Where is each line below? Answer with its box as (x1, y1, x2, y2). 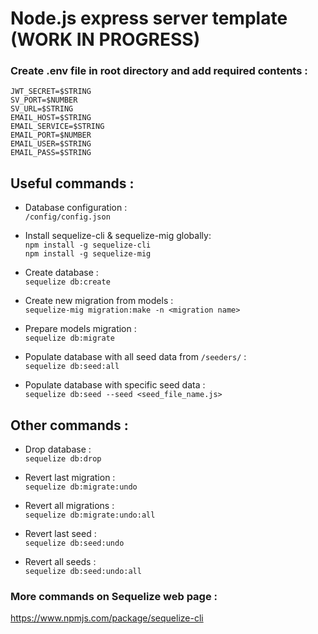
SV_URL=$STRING (10, 104, 74, 114)
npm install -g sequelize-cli (24, 240, 152, 251)
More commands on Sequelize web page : (10, 590, 218, 604)
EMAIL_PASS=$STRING (10, 148, 92, 158)
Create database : (24, 267, 99, 279)
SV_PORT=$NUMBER (10, 95, 78, 106)
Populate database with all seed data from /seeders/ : (24, 351, 247, 363)
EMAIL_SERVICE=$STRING (10, 122, 105, 132)
